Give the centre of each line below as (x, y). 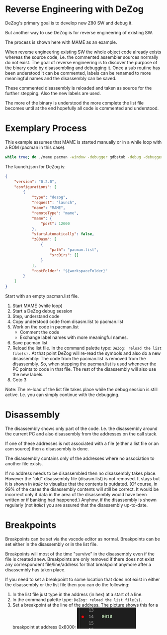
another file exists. (24, 463)
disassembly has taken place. (35, 570)
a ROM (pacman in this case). (35, 147)
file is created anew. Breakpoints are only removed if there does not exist (80, 559)
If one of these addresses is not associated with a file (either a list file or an (82, 443)
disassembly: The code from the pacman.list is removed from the (79, 359)
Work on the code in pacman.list (45, 327)
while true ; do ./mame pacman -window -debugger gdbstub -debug (73, 157)
